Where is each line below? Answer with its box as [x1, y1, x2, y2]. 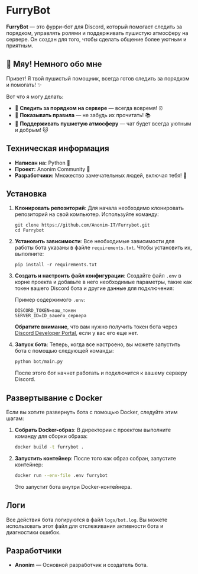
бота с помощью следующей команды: [14, 347, 114, 354]
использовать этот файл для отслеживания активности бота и [6, 522, 164, 530]
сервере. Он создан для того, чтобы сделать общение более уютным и [6, 36, 187, 43]
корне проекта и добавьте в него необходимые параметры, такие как [14, 279, 192, 286]
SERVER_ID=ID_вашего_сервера [14, 313, 87, 319]
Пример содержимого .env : [14, 296, 86, 304]
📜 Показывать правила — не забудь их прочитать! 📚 [14, 111, 151, 118]
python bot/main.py [14, 359, 63, 365]
